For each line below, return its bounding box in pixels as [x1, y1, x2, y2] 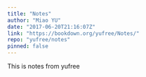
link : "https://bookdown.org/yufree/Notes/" [7, 29, 140, 37]
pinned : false [7, 43, 49, 50]
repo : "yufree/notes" [7, 36, 71, 43]
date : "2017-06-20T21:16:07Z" [7, 23, 96, 30]
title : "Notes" [7, 10, 52, 17]
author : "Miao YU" [7, 17, 61, 24]
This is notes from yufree [7, 62, 80, 70]
